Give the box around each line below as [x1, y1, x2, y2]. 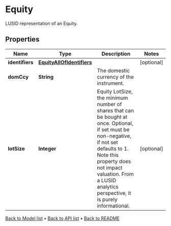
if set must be [97, 126, 130, 133]
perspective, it [97, 189, 131, 197]
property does [97, 157, 131, 165]
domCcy [8, 73, 29, 80]
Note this [97, 151, 119, 158]
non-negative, [97, 132, 132, 139]
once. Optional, [97, 119, 133, 126]
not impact [97, 164, 123, 171]
